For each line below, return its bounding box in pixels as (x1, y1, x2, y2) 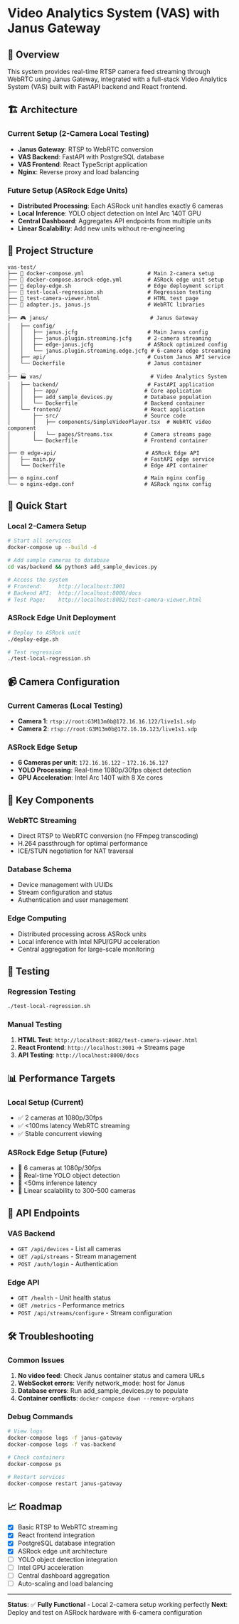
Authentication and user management (17, 896, 129, 904)
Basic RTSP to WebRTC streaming (17, 1523, 118, 1532)
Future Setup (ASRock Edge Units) (7, 185, 128, 195)
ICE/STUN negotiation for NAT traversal (17, 847, 134, 855)
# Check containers (7, 1453, 65, 1461)
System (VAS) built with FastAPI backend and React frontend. (7, 83, 187, 90)
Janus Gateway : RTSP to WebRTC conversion (17, 144, 154, 154)
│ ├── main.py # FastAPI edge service (7, 455, 215, 463)
